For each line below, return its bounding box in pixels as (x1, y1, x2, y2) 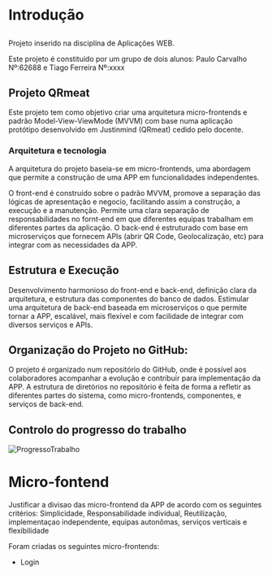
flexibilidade (8, 526, 50, 536)
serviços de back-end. (8, 399, 84, 409)
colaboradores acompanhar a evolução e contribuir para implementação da (8, 373, 261, 383)
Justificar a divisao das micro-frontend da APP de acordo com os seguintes (8, 500, 262, 510)
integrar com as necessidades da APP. (8, 240, 138, 250)
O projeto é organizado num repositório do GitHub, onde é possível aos (8, 364, 247, 375)
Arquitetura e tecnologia (8, 145, 107, 156)
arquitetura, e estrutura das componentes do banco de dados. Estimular (8, 294, 249, 303)
